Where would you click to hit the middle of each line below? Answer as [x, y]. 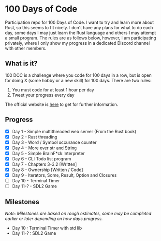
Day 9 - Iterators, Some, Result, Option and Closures [64, 175]
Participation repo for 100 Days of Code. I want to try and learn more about [80, 22]
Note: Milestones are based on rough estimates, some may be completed [78, 214]
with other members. [26, 48]
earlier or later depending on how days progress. [54, 219]
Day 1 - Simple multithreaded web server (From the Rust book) [74, 131]
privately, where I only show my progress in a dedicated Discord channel [77, 43]
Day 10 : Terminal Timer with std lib [47, 228]
